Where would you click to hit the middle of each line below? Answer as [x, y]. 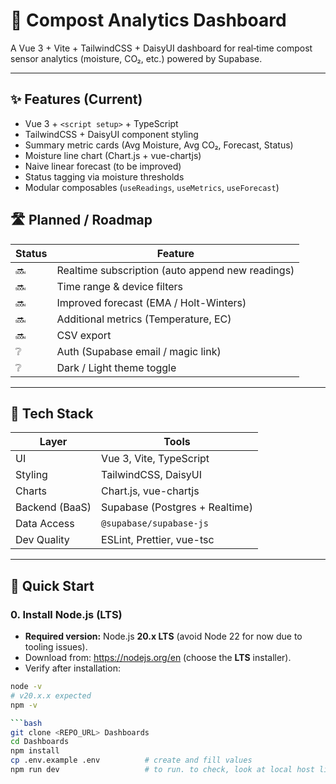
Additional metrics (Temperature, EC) [144, 319]
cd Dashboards [40, 742]
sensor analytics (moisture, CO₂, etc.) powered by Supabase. [136, 58]
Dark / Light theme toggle [116, 367]
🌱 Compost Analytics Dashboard [148, 20]
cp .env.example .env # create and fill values [131, 760]
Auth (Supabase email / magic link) [139, 351]
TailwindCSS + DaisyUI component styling [111, 134]
